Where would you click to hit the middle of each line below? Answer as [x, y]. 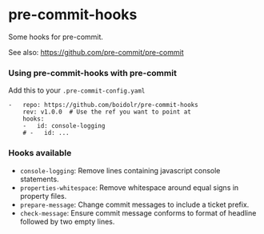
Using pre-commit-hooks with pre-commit [93, 73]
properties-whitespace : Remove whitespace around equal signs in [129, 187]
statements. [39, 179]
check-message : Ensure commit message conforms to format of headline [138, 212]
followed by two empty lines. [67, 221]
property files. [43, 196]
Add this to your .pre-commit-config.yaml [77, 90]
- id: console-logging [64, 126]
